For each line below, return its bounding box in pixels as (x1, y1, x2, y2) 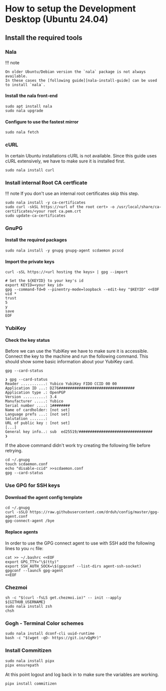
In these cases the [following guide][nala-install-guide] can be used (5, 78, 157, 83)
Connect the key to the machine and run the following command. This (5, 353, 149, 359)
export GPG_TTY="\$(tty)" (5, 559, 59, 564)
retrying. (5, 448, 23, 454)
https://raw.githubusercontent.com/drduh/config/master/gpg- (29, 510, 160, 515)
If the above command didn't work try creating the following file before (5, 442, 151, 448)
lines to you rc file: (5, 545, 43, 551)
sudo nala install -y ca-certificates (5, 200, 86, 205)
